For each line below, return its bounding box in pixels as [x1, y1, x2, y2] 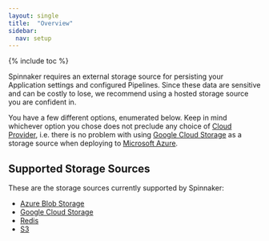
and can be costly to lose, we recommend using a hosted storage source [8, 89, 249, 99]
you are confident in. [8, 97, 77, 107]
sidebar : [8, 27, 38, 35]
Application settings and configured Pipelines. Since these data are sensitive [8, 80, 261, 90]
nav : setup [15, 34, 52, 43]
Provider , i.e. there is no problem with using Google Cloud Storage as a [8, 130, 243, 140]
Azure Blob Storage [19, 198, 85, 209]
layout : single [8, 11, 59, 20]
